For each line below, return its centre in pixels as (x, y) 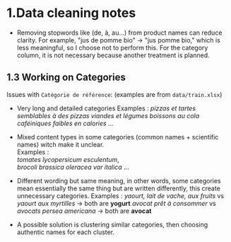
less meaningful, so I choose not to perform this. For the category (112, 47)
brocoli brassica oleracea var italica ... (73, 167)
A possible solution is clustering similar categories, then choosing (112, 224)
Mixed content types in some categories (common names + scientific (118, 137)
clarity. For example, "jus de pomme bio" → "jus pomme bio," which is (118, 40)
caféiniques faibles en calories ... (65, 123)
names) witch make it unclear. (60, 144)
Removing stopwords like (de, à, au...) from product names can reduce (119, 33)
